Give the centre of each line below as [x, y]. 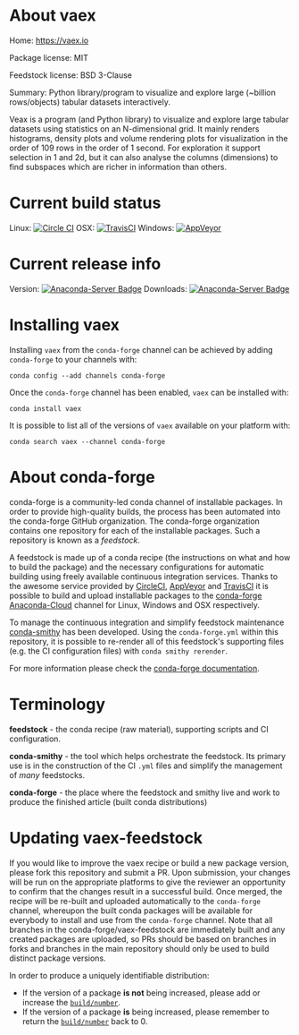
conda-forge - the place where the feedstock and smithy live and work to [145, 792]
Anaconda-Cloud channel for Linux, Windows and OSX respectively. [135, 604]
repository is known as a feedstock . [75, 540]
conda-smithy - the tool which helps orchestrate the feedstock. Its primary [148, 756]
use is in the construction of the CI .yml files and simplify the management [146, 766]
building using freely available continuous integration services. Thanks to [144, 576]
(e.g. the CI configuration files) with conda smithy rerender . [118, 651]
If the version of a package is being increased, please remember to [145, 1012]
